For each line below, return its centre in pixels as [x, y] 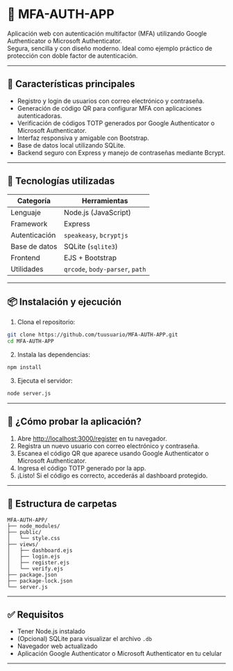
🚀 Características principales [71, 84]
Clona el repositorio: [46, 322]
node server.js [29, 393]
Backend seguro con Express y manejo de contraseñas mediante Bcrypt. [121, 152]
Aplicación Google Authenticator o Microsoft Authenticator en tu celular [119, 654]
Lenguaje [26, 212]
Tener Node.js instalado [51, 631]
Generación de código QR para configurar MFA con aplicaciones [110, 108]
